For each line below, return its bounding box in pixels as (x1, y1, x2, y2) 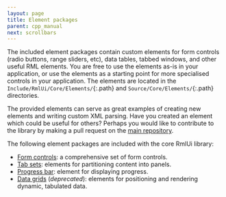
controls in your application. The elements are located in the (7, 77, 177, 86)
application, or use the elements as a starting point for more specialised (7, 70, 210, 78)
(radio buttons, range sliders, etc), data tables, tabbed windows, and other (7, 55, 217, 64)
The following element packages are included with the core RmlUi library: (7, 140, 214, 148)
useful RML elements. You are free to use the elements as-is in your (7, 62, 199, 70)
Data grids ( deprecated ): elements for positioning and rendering (16, 175, 199, 183)
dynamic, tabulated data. (16, 182, 88, 190)
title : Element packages (7, 16, 78, 23)
